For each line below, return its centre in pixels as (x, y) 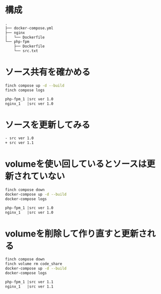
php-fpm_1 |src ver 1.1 (29, 282)
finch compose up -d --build (35, 86)
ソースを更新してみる (48, 125)
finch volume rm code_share (34, 264)
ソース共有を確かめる (48, 72)
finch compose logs (25, 90)
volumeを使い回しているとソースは (76, 164)
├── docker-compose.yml (29, 28)
